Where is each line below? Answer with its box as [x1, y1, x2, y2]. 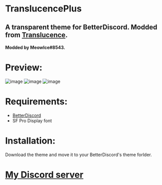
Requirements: [5, 96, 68, 107]
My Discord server [5, 169, 84, 181]
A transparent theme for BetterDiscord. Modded [5, 23, 158, 31]
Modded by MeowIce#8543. [5, 44, 66, 50]
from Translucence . [5, 30, 68, 39]
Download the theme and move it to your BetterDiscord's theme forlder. [5, 152, 152, 158]
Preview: [5, 62, 42, 73]
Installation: [5, 135, 56, 147]
